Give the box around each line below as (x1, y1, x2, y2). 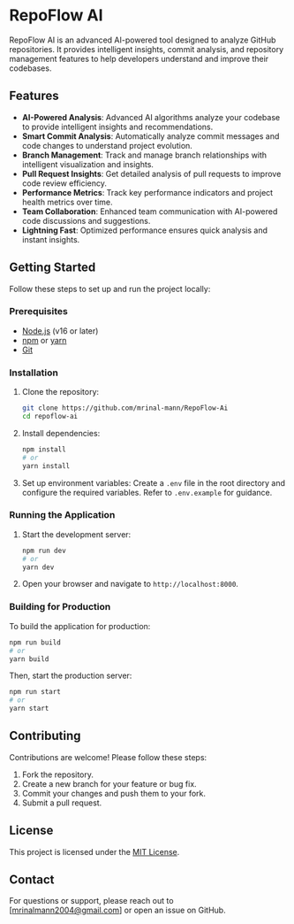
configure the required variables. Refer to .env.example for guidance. (21, 487, 273, 497)
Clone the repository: (21, 387, 100, 397)
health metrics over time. (21, 196, 113, 207)
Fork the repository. (21, 769, 94, 780)
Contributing (9, 728, 81, 743)
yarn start (9, 705, 49, 713)
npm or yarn (21, 335, 67, 345)
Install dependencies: (21, 427, 101, 438)
